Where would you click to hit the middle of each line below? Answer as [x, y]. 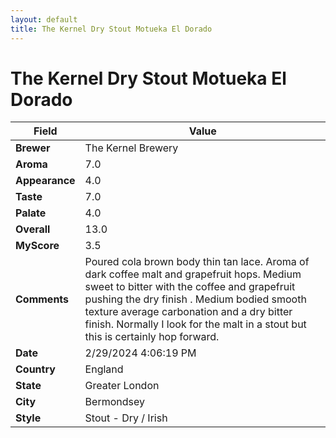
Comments [42, 299]
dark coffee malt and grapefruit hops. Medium [193, 274]
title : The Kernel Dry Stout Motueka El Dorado [111, 29]
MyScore [37, 246]
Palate [31, 213]
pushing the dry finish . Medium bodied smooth [195, 299]
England [104, 369]
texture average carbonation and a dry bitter [188, 312]
